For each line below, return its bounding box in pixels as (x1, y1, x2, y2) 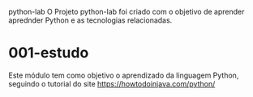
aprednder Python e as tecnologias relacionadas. (8, 15, 173, 25)
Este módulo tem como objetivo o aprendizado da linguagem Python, (8, 70, 239, 80)
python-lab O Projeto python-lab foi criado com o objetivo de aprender (8, 7, 245, 16)
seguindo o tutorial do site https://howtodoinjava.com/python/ (8, 78, 216, 88)
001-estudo (8, 44, 89, 62)
